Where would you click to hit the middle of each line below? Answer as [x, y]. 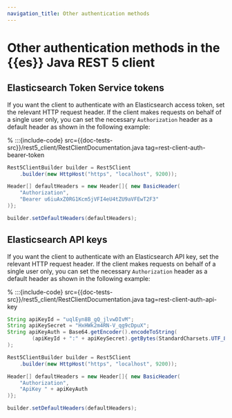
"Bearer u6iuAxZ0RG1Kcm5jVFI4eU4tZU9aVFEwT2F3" [89, 199]
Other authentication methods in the [114, 47]
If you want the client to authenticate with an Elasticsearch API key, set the [113, 256]
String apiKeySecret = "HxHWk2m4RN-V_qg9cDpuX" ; [78, 326]
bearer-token [26, 155]
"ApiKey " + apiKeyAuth [54, 389]
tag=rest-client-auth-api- [181, 299]
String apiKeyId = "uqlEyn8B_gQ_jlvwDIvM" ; [71, 319]
